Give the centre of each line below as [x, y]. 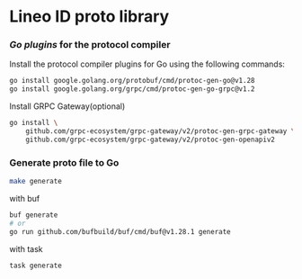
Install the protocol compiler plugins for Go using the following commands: [147, 64]
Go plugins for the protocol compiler [90, 45]
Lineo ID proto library [89, 17]
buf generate [34, 215]
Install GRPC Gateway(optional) [67, 106]
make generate [36, 182]
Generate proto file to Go [64, 162]
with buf [25, 199]
